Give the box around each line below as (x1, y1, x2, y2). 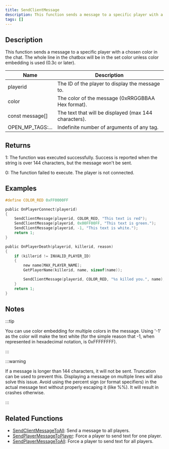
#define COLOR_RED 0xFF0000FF (5, 198, 69, 203)
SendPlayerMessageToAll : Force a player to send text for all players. (12, 438, 153, 444)
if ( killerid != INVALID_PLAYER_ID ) (14, 253, 92, 258)
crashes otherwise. (5, 390, 45, 396)
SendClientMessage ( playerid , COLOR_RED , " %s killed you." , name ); (23, 277, 165, 282)
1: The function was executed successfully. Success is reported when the (5, 155, 157, 160)
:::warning (5, 358, 26, 365)
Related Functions (5, 414, 63, 423)
